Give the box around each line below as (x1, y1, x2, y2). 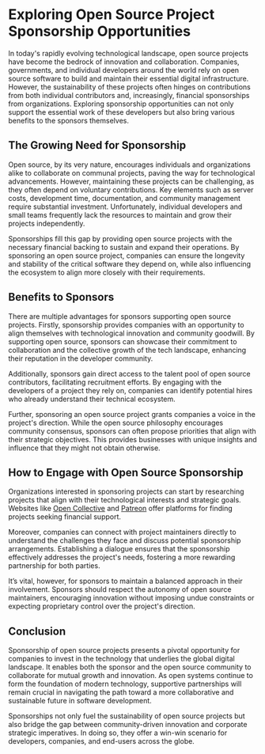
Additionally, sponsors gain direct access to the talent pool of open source (8, 369, 251, 378)
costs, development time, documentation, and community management (8, 193, 241, 203)
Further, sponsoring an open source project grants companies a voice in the (8, 409, 256, 419)
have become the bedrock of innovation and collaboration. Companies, (8, 57, 240, 66)
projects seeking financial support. (8, 512, 121, 521)
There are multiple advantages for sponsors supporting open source (8, 311, 232, 321)
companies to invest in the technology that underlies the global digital (8, 654, 235, 664)
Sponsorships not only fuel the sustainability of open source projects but (8, 711, 245, 721)
